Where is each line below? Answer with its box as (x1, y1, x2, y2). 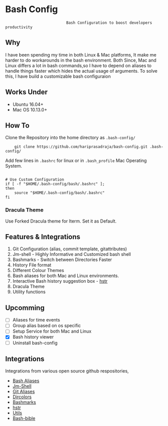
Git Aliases (12, 389, 35, 395)
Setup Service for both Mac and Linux (12, 328, 92, 334)
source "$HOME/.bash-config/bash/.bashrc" (14, 190, 105, 195)
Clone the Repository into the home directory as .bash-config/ (5, 135, 136, 141)
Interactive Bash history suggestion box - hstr (12, 278, 108, 284)
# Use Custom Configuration (5, 177, 65, 182)
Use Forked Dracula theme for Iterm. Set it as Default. (5, 218, 117, 224)
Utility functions (12, 289, 46, 295)
